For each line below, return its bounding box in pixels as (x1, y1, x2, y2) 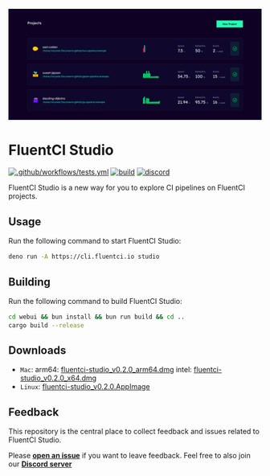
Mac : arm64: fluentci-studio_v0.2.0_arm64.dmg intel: (19, 365, 193, 375)
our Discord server (8, 459, 72, 469)
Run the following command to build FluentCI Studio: (8, 296, 182, 306)
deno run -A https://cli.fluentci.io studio (8, 252, 160, 261)
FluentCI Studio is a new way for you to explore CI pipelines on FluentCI (8, 183, 246, 193)
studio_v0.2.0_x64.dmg (19, 373, 97, 383)
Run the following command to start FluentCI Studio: (8, 236, 182, 246)
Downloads (8, 343, 67, 358)
